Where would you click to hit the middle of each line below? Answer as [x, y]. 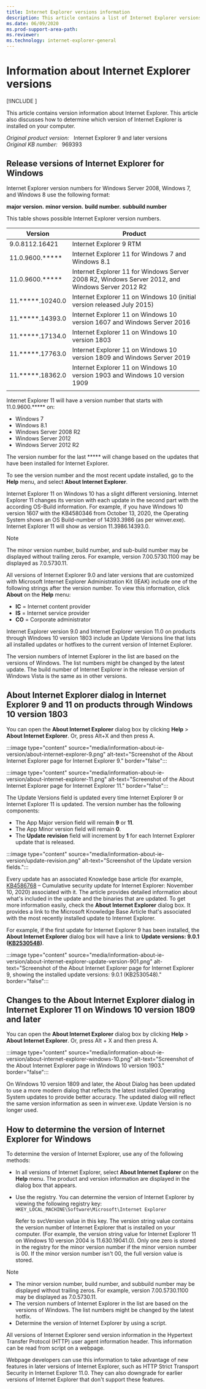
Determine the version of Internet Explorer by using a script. [91, 1323]
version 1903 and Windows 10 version [128, 375]
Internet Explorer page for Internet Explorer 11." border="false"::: [87, 785]
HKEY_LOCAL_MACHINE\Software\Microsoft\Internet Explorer [91, 1210]
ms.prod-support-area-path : [42, 29]
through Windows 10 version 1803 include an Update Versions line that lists [101, 638]
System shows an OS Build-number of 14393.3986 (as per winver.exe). [96, 519]
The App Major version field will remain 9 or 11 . [74, 822]
